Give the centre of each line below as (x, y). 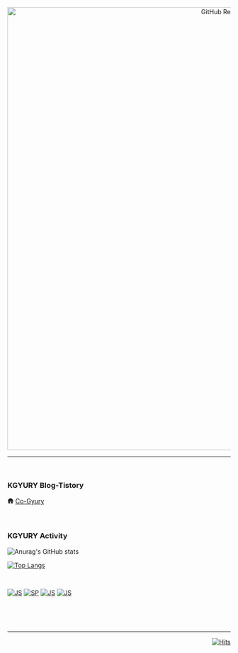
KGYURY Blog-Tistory (46, 485)
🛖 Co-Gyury (26, 501)
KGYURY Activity (38, 536)
